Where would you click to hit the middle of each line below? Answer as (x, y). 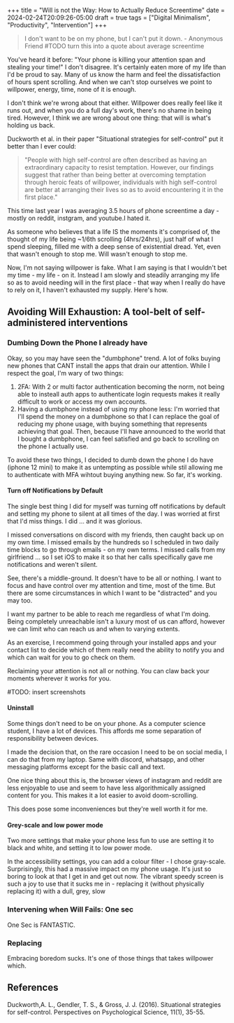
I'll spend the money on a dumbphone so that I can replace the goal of (118, 416)
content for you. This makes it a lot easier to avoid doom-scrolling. (103, 795)
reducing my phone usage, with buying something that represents (112, 424)
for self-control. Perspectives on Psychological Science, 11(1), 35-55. (106, 1012)
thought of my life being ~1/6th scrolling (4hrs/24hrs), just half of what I (110, 239)
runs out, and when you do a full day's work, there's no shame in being (109, 110)
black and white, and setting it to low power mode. (80, 848)
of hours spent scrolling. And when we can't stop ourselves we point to (110, 82)
